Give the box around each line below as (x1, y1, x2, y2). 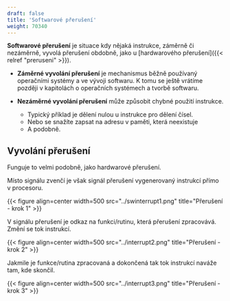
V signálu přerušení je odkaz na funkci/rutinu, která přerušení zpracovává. (7, 217, 217, 226)
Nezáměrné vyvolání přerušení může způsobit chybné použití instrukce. (16, 97, 224, 106)
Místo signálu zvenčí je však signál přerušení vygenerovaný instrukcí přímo (7, 176, 220, 185)
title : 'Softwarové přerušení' (7, 16, 97, 23)
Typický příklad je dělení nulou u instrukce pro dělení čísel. (27, 110, 194, 119)
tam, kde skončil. (7, 266, 56, 274)
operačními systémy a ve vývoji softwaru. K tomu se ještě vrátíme (16, 77, 203, 85)
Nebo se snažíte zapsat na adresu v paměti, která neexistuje (27, 118, 198, 126)
